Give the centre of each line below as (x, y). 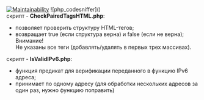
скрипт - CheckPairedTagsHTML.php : (56, 16)
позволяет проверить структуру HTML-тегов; (75, 28)
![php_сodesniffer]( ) (75, 9)
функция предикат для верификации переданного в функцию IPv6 (101, 71)
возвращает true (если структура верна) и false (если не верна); (100, 34)
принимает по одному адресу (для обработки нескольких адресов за (107, 84)
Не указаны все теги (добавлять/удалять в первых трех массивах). (103, 47)
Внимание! (29, 41)
